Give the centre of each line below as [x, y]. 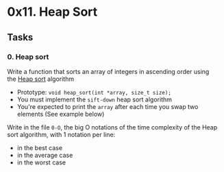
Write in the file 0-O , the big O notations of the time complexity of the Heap [112, 127]
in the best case [40, 147]
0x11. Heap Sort [52, 12]
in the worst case [41, 162]
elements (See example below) [61, 114]
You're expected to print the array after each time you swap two [108, 106]
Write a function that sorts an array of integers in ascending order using [108, 71]
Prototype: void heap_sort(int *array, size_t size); [94, 92]
